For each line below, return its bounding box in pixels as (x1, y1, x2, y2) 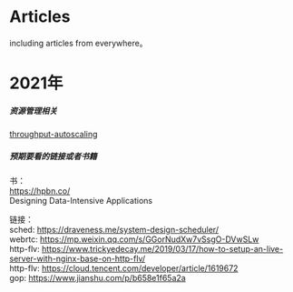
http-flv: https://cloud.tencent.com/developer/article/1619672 (9, 263, 239, 274)
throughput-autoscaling (9, 129, 98, 140)
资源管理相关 (9, 105, 57, 116)
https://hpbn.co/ (9, 186, 71, 196)
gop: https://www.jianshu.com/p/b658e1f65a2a (9, 273, 186, 284)
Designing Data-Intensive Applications (9, 196, 152, 206)
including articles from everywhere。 (9, 37, 148, 48)
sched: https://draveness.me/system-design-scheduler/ (9, 225, 220, 236)
